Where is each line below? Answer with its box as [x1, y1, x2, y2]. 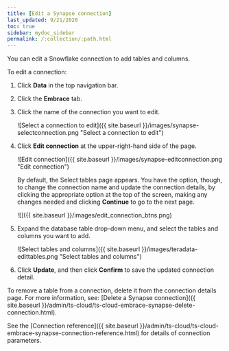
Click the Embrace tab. [16, 94, 82, 103]
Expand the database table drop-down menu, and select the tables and [16, 224, 218, 233]
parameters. [7, 337, 42, 345]
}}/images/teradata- [141, 245, 198, 253]
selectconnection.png [16, 129, 79, 137]
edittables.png [16, 253, 58, 261]
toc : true [7, 23, 36, 30]
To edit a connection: [7, 68, 67, 76]
